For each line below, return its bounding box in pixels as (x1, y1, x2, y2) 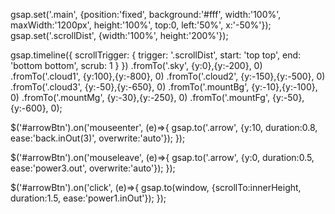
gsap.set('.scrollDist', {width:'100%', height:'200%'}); (10, 30, 229, 41)
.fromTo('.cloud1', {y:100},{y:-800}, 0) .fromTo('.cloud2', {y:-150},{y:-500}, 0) (10, 70, 326, 82)
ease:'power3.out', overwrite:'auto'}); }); (10, 162, 176, 174)
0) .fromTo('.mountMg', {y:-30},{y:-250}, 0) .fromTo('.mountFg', (10, 92, 271, 103)
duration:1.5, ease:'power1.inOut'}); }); (10, 192, 167, 204)
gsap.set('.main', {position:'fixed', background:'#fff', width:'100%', (10, 9, 282, 20)
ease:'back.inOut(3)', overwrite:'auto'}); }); (10, 132, 186, 144)
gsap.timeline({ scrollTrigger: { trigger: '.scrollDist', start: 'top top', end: (10, 49, 302, 61)
